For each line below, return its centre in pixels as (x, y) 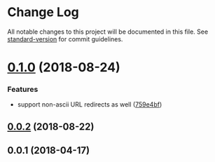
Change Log (43, 12)
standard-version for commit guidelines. (65, 39)
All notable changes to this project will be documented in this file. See (108, 32)
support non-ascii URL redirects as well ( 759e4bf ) (90, 104)
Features (23, 90)
